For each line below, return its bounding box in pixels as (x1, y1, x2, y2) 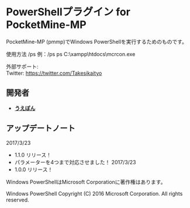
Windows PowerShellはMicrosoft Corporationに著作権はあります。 (6, 178, 166, 185)
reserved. (6, 196, 29, 203)
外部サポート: (6, 63, 39, 70)
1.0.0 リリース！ (14, 166, 53, 173)
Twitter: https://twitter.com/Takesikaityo (6, 70, 102, 77)
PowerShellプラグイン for (6, 5, 130, 19)
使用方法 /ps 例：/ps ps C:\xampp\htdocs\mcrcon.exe (6, 50, 136, 57)
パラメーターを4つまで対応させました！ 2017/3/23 (14, 158, 136, 165)
